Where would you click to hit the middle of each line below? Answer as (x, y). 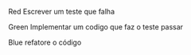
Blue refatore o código (45, 42)
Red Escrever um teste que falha (62, 12)
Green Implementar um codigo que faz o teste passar (96, 27)
